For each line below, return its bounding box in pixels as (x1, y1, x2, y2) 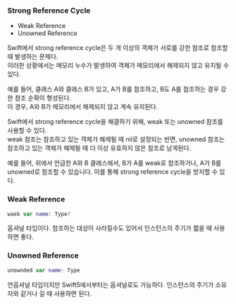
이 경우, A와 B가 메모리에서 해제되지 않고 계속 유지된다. (7, 103, 159, 111)
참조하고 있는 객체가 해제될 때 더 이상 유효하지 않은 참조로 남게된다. (7, 144, 192, 153)
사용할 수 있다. (7, 126, 47, 135)
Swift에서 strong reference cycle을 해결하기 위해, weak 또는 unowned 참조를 (7, 118, 224, 126)
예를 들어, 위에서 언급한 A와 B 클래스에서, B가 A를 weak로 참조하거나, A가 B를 (7, 159, 222, 167)
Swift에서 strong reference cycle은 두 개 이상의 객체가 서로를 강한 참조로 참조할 (7, 44, 228, 52)
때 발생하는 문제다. (7, 52, 58, 61)
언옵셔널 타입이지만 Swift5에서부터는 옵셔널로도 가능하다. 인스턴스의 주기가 (7, 280, 214, 289)
